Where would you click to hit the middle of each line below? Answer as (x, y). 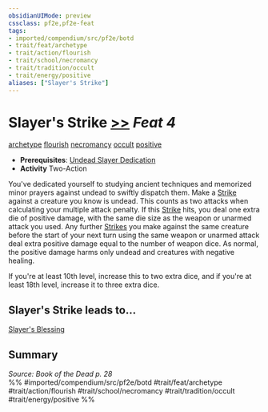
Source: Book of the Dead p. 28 (60, 374)
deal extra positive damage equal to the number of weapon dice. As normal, (133, 244)
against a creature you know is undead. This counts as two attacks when (128, 201)
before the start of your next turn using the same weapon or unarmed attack (134, 235)
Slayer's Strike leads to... (72, 310)
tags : (17, 30)
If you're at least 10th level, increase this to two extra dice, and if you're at (130, 277)
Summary (33, 355)
